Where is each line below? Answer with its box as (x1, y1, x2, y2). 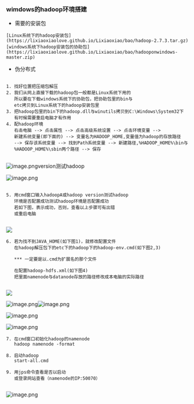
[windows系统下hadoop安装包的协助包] (6, 44, 90, 50)
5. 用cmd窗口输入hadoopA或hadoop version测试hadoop (6, 192, 129, 198)
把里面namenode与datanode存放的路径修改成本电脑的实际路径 (14, 274, 144, 280)
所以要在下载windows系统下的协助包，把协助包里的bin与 (14, 96, 133, 102)
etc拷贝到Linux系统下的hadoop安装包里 (14, 102, 100, 109)
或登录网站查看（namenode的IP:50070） (14, 376, 100, 382)
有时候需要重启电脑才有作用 (14, 115, 72, 121)
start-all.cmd (14, 358, 49, 364)
